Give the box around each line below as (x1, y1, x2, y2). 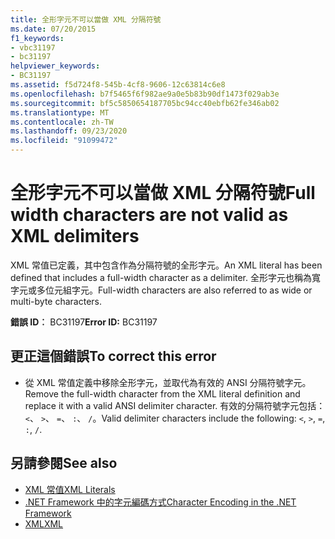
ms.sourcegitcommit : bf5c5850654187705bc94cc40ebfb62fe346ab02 (10, 98, 280, 108)
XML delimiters (10, 225, 140, 248)
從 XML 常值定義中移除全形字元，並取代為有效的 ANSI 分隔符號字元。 (24, 376, 312, 388)
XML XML (24, 517, 64, 530)
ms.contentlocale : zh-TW (10, 117, 114, 127)
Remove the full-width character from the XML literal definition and (24, 387, 301, 400)
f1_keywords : (10, 33, 65, 43)
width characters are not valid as (10, 204, 289, 226)
